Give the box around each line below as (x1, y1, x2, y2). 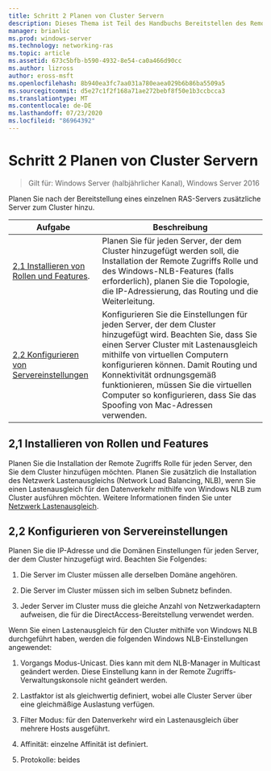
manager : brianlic (8, 27, 70, 35)
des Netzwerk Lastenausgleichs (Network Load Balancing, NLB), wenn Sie (8, 475, 256, 485)
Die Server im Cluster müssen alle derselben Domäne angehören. (19, 570, 238, 580)
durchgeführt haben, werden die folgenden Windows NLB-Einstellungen (8, 634, 248, 644)
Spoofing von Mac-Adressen (102, 399, 213, 411)
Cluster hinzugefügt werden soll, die (102, 245, 240, 256)
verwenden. (102, 409, 148, 420)
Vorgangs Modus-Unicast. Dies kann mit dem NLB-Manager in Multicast (19, 658, 261, 668)
